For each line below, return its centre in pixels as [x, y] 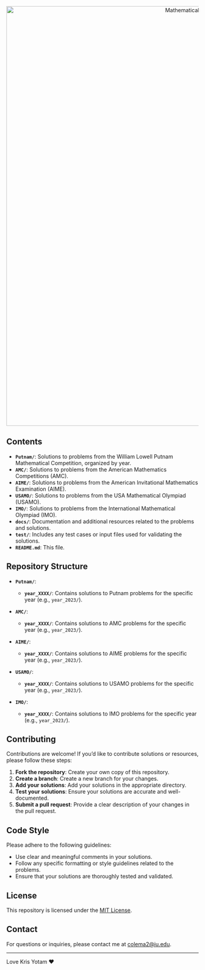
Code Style [28, 830]
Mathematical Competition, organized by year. [73, 463]
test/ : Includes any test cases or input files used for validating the [98, 534]
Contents [24, 442]
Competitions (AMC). [42, 476]
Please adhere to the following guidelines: [59, 845]
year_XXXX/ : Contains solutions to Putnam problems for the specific [109, 593]
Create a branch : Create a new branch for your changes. [87, 779]
